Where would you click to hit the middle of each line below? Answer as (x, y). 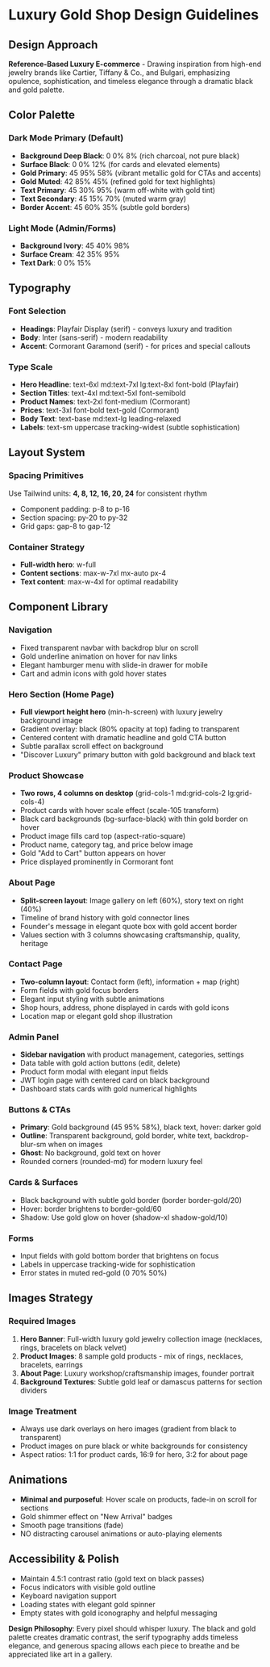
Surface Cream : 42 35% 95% (70, 254)
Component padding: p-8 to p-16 (75, 509)
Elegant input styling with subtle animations (92, 999)
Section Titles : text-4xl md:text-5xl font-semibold (103, 392)
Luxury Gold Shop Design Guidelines (134, 15)
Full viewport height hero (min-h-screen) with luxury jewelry (121, 711)
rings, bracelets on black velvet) (73, 1347)
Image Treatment (43, 1411)
